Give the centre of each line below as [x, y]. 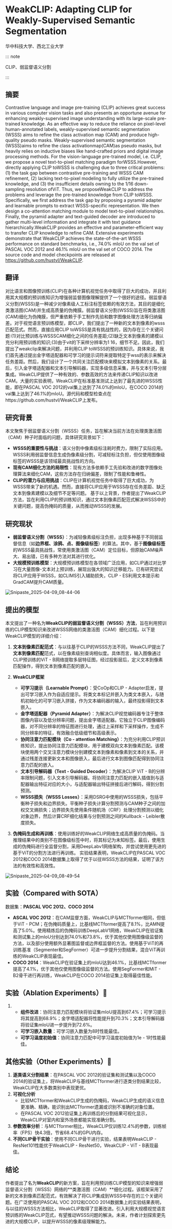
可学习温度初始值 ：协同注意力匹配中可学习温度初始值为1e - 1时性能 [91, 1038]
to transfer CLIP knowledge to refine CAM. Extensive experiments [74, 233]
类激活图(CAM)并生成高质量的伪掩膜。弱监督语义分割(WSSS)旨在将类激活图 [85, 310]
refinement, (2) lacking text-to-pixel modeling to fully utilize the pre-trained [84, 178]
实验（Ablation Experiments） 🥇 [56, 993]
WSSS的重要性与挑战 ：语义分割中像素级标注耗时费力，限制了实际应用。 [89, 448]
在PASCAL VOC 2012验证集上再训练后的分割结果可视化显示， [85, 1113]
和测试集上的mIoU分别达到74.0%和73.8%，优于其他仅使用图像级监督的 [88, 937]
